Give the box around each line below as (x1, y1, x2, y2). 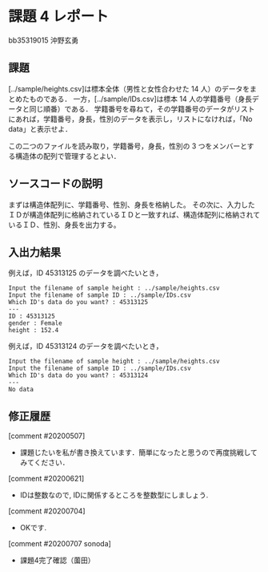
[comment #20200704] (8, 506, 86, 516)
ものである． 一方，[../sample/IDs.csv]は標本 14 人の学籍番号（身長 (29, 94, 252, 103)
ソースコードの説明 (8, 177, 102, 191)
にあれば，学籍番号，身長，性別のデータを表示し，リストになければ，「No (8, 114, 253, 124)
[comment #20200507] (8, 431, 86, 441)
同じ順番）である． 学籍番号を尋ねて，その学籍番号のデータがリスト (29, 103, 255, 113)
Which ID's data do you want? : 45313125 (8, 298, 149, 306)
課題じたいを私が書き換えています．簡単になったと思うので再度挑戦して (19, 448, 258, 457)
